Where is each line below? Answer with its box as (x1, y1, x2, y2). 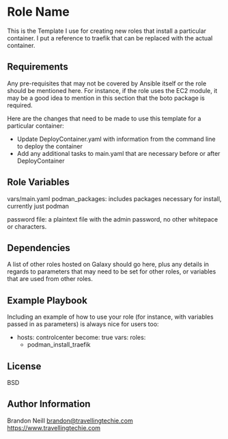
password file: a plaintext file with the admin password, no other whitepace (7, 215, 218, 223)
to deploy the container (16, 142, 83, 150)
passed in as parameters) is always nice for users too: (7, 320, 159, 328)
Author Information (7, 398, 91, 410)
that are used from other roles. (7, 275, 94, 283)
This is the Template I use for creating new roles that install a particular (7, 27, 207, 35)
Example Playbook (7, 295, 87, 306)
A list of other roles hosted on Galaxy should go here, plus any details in (7, 261, 210, 269)
